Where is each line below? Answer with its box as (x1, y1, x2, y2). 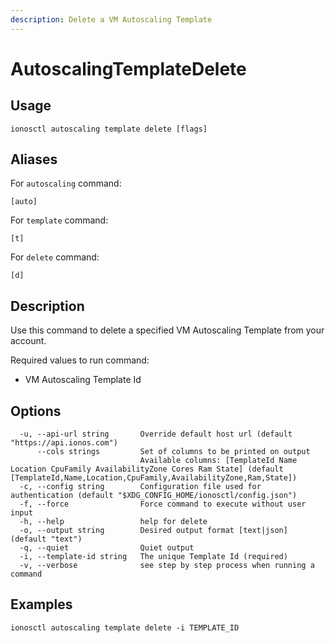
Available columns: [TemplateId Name (139, 456, 298, 466)
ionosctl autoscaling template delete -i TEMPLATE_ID (10, 622, 240, 633)
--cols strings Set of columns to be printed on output (36, 447, 311, 457)
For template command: (10, 214, 109, 226)
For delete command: (10, 251, 100, 263)
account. (10, 335, 47, 347)
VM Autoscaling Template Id (24, 374, 142, 386)
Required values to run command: (10, 354, 150, 366)
